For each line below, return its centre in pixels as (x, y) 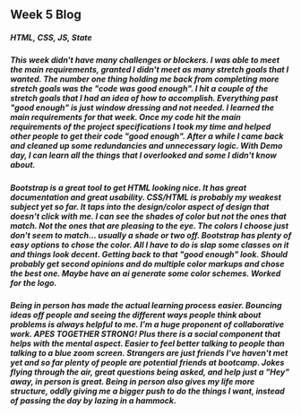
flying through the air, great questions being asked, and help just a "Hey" (150, 372)
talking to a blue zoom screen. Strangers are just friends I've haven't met (149, 353)
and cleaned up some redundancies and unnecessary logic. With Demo (146, 146)
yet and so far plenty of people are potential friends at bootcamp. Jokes (147, 363)
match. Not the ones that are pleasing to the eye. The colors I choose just (150, 225)
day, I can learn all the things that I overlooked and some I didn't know (143, 155)
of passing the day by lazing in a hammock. (94, 401)
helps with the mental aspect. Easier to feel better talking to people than (147, 343)
